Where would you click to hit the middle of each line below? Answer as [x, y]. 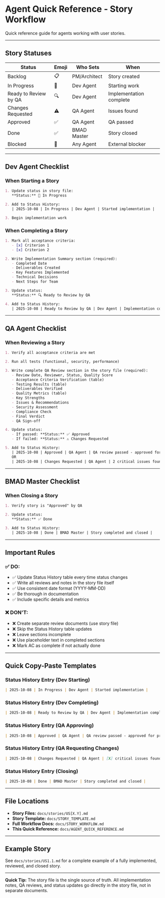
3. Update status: [24, 290]
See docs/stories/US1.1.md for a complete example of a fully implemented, [81, 861]
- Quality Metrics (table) [39, 393]
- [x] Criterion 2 [30, 250]
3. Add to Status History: [33, 528]
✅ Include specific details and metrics [51, 600]
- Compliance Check [31, 412]
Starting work [124, 86]
